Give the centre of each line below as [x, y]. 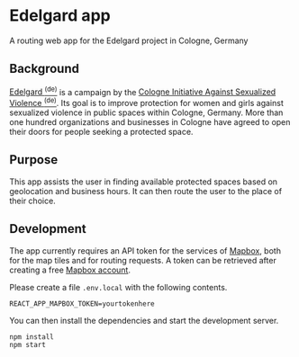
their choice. [32, 201]
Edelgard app [60, 16]
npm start [28, 344]
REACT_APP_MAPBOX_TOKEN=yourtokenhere [82, 303]
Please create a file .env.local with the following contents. [118, 287]
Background [44, 69]
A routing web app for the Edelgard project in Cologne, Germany [129, 40]
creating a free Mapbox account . [70, 270]
